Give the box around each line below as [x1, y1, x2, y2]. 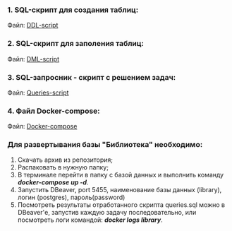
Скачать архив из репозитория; [17, 155, 114, 164]
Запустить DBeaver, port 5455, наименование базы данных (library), [17, 186, 222, 194]
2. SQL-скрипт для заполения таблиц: [7, 39, 145, 49]
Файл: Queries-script [7, 88, 69, 97]
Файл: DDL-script [7, 21, 59, 30]
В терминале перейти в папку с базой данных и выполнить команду [17, 171, 224, 179]
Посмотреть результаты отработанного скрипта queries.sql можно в [17, 201, 226, 209]
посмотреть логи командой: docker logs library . [17, 215, 164, 224]
